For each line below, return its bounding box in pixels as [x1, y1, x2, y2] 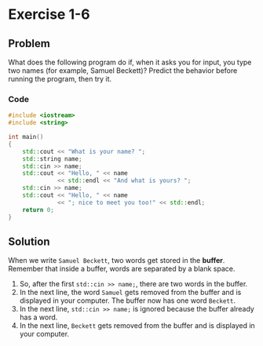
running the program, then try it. [8, 75, 112, 83]
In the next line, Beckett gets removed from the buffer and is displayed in [19, 321, 255, 330]
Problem [8, 37, 51, 50]
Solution [8, 235, 50, 248]
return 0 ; [22, 206, 55, 213]
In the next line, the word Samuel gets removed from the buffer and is [19, 288, 242, 297]
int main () [8, 133, 44, 141]
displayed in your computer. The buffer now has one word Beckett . [19, 296, 236, 305]
